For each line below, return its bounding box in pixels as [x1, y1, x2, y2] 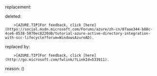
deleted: [5, 13, 22, 19]
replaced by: [5, 44, 30, 50]
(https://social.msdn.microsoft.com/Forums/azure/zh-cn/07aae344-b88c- [5, 27, 153, 32]
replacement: [5, 4, 31, 10]
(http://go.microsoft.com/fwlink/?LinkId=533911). [5, 57, 110, 62]
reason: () [5, 66, 25, 71]
